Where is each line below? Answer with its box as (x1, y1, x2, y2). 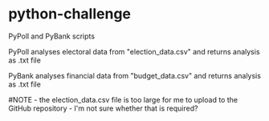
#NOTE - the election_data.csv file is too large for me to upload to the (8, 95, 238, 104)
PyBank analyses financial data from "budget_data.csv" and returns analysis (8, 71, 261, 80)
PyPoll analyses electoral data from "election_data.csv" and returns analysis (8, 46, 260, 56)
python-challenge (8, 5, 131, 23)
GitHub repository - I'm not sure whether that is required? (8, 103, 198, 113)
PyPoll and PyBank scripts (8, 31, 95, 41)
